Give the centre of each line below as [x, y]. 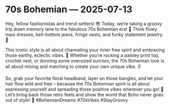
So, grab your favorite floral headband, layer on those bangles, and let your [84, 78]
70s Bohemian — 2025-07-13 [69, 9]
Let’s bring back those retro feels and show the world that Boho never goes [84, 94]
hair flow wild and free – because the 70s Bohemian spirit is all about [78, 83]
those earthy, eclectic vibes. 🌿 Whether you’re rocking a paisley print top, [82, 55]
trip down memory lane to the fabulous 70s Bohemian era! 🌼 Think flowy [81, 29]
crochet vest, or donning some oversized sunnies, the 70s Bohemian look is [85, 60]
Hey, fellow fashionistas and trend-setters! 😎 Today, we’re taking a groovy [84, 24]
